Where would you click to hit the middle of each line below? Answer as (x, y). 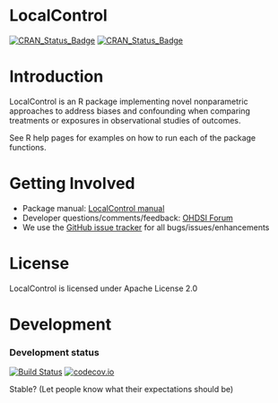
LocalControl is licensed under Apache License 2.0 (104, 288)
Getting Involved (72, 184)
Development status (55, 352)
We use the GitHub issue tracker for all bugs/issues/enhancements (146, 227)
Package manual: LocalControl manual (93, 208)
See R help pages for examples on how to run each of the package (133, 137)
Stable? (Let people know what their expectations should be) (122, 390)
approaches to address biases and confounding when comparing (130, 111)
